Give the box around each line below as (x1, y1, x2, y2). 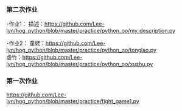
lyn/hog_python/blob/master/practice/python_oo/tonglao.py (6, 47, 157, 54)
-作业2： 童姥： (6, 39, 46, 47)
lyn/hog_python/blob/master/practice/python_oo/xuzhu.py (6, 61, 153, 68)
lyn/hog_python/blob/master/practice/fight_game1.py (6, 97, 140, 104)
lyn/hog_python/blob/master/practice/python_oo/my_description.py (6, 27, 176, 35)
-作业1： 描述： (6, 20, 45, 28)
